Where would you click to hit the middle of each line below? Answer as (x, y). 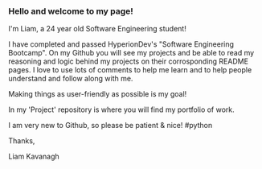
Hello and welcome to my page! (71, 11)
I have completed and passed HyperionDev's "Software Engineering (121, 44)
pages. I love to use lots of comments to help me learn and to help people (130, 70)
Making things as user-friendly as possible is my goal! (98, 94)
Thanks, (22, 141)
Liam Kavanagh (34, 157)
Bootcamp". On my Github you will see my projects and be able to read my (131, 53)
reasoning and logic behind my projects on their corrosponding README (129, 61)
